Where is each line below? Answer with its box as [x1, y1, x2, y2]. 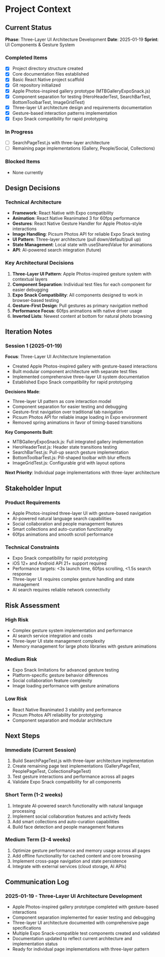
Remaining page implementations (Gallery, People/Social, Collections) [12, 145, 155, 151]
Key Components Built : [5, 429, 54, 435]
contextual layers [12, 276, 48, 282]
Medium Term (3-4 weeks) [5, 836, 71, 843]
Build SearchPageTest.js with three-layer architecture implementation [12, 758, 154, 764]
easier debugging [12, 287, 49, 292]
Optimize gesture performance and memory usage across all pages [12, 847, 151, 854]
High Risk [5, 616, 29, 623]
